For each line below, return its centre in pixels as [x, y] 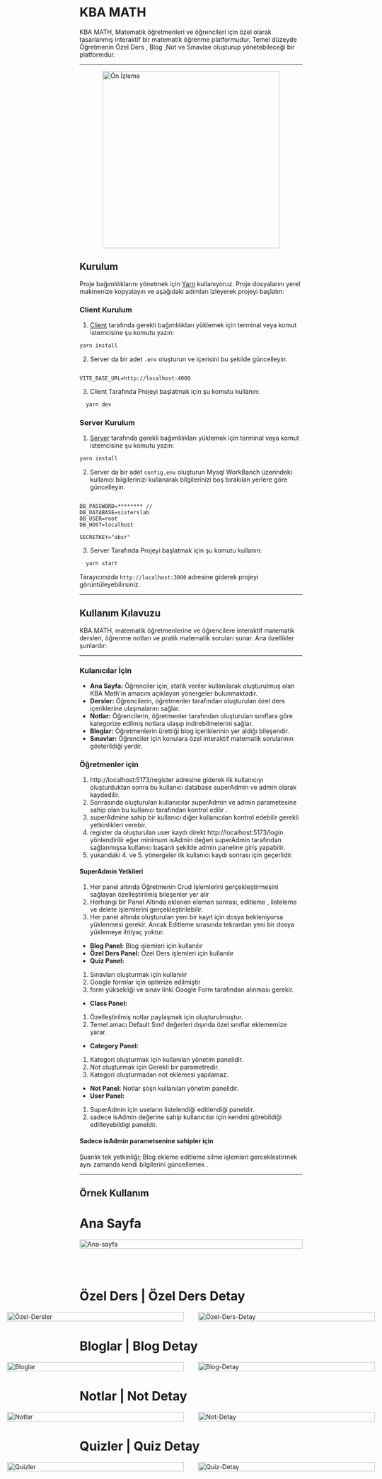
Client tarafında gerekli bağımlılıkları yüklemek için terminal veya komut [193, 325]
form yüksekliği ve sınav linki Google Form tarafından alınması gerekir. [192, 990]
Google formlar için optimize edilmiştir [145, 982]
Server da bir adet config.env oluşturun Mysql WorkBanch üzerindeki [191, 472]
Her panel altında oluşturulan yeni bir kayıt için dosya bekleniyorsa [186, 917]
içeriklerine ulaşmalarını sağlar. [135, 708]
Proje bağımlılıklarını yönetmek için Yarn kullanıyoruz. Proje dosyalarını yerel [190, 283]
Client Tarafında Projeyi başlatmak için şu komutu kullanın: [174, 391]
